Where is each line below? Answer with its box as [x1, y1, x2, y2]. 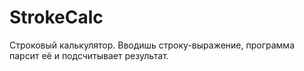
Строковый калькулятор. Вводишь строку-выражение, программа [9, 39, 295, 51]
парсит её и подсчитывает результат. [9, 49, 169, 61]
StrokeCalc [9, 6, 104, 29]
